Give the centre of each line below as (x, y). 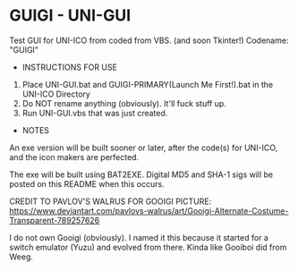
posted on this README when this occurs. (87, 183)
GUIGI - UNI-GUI (70, 16)
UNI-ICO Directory (56, 94)
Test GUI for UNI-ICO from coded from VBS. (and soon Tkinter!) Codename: (149, 40)
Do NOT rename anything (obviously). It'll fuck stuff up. (124, 103)
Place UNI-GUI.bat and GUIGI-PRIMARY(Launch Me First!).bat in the (148, 84)
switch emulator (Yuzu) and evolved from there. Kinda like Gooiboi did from (148, 247)
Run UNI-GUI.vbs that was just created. (95, 113)
